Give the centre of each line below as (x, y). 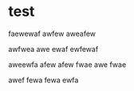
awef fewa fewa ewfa (43, 80)
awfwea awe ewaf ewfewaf (53, 49)
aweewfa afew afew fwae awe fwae (67, 64)
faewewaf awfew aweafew (52, 34)
